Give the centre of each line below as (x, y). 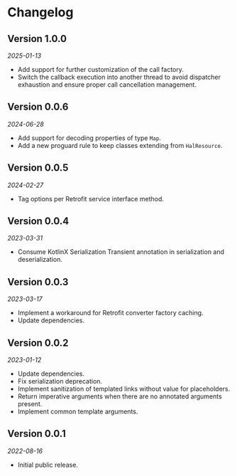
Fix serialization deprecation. (60, 381)
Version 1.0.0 (37, 39)
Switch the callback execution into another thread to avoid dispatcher (119, 77)
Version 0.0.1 (37, 434)
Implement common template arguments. (78, 412)
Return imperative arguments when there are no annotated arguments (120, 396)
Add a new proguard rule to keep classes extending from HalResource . (120, 145)
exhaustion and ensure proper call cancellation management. (107, 85)
